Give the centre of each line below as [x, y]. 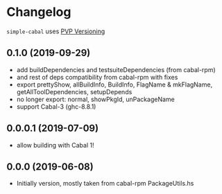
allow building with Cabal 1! [55, 145]
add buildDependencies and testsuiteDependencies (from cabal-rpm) [116, 69]
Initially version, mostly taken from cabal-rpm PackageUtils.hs [105, 184]
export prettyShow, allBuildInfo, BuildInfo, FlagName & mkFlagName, [114, 85]
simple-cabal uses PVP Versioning [56, 31]
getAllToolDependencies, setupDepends [74, 91]
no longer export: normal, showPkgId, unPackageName [95, 99]
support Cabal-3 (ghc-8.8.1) [56, 106]
